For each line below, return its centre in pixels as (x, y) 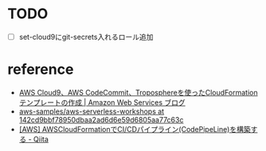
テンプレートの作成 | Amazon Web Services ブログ (102, 102)
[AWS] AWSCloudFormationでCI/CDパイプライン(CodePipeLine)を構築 (135, 129)
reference (41, 70)
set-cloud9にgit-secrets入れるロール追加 (86, 37)
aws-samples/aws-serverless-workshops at (92, 111)
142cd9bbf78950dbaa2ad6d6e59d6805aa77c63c (101, 119)
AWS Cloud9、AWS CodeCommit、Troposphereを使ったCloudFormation (138, 92)
